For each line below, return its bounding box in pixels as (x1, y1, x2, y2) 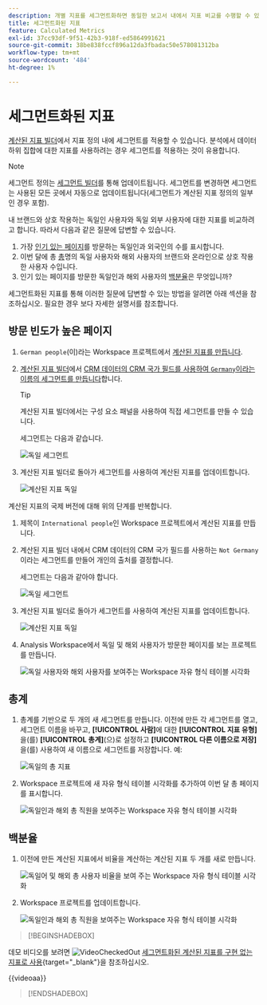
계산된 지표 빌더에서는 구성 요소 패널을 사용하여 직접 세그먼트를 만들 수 (19, 406, 239, 416)
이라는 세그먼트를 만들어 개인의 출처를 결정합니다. (19, 555, 174, 564)
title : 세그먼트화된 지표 (8, 19, 81, 27)
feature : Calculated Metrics (8, 26, 105, 34)
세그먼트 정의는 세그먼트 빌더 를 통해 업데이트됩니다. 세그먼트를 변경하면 (8, 177, 230, 188)
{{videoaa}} (8, 973, 47, 983)
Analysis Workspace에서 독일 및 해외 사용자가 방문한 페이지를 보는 (19, 639, 230, 649)
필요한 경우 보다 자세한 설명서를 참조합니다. (44, 299, 179, 308)
